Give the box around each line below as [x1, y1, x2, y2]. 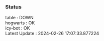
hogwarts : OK [5, 20, 35, 26]
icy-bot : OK [5, 25, 30, 31]
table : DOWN [5, 15, 34, 21]
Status [5, 3, 22, 10]
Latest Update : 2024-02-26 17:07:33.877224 [5, 31, 99, 37]
